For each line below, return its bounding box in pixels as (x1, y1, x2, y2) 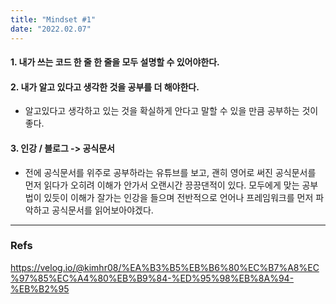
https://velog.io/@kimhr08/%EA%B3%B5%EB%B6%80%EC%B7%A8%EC (10, 261, 320, 273)
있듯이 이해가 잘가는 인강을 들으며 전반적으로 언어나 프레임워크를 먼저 (43, 191, 314, 203)
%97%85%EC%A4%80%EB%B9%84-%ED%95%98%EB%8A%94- (10, 272, 295, 284)
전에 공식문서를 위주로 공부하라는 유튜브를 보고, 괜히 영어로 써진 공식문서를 (24, 166, 317, 178)
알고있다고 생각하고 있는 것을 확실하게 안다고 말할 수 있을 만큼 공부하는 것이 (24, 105, 319, 117)
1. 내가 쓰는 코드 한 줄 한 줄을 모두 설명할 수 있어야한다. (10, 56, 220, 68)
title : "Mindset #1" (10, 14, 97, 25)
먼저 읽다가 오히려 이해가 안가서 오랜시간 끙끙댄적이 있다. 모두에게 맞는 (24, 179, 300, 191)
